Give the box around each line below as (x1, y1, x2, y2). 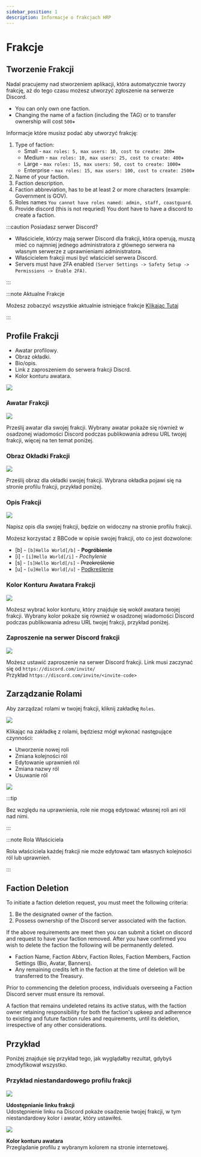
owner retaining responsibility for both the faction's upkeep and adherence (6, 1009, 192, 1016)
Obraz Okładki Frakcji (6, 451, 70, 460)
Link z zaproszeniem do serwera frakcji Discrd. (14, 366, 131, 374)
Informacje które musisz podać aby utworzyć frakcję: (6, 129, 138, 136)
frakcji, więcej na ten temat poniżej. (6, 436, 94, 444)
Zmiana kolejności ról (14, 752, 68, 759)
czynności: (6, 734, 34, 741)
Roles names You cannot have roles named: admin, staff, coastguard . (14, 198, 193, 205)
